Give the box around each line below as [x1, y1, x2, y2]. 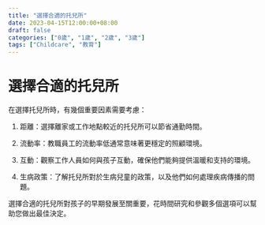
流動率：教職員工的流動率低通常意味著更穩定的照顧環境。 [19, 139, 207, 148]
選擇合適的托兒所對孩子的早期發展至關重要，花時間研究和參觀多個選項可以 [8, 199, 250, 208]
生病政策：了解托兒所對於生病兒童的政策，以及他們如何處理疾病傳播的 [19, 172, 248, 182]
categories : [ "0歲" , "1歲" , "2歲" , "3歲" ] [8, 33, 145, 42]
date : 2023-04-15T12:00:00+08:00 [8, 19, 118, 27]
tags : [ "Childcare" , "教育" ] [8, 41, 102, 49]
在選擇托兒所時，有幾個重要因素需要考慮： [8, 105, 147, 114]
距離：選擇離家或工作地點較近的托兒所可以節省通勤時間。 [19, 122, 207, 131]
